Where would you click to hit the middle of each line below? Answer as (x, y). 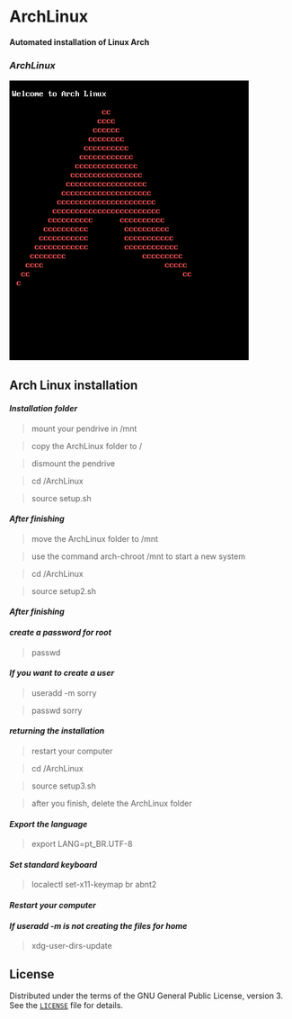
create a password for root (61, 633)
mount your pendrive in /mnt (84, 428)
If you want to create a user (62, 673)
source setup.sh (61, 498)
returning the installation (57, 731)
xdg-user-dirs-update (71, 946)
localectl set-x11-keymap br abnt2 (94, 885)
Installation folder (44, 409)
